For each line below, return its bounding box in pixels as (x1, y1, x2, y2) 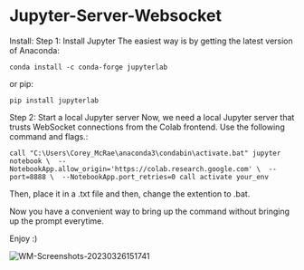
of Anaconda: (9, 44, 61, 55)
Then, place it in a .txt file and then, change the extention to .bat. (9, 188, 251, 199)
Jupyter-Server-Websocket (9, 5, 222, 26)
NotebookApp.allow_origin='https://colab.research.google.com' (9, 164, 253, 173)
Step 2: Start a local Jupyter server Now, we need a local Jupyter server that (9, 111, 295, 122)
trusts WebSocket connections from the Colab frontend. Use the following (9, 121, 285, 132)
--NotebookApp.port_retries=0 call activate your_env (62, 172, 270, 181)
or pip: (9, 78, 34, 89)
